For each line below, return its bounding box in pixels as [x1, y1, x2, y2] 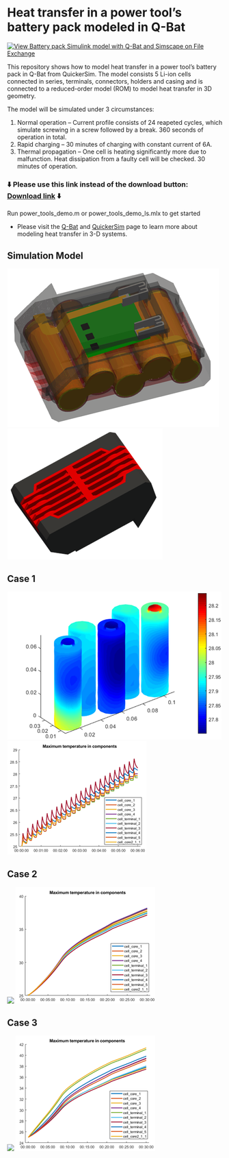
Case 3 [7, 1017, 38, 1029]
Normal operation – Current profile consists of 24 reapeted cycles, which [16, 118, 223, 126]
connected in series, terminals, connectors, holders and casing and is [7, 77, 203, 85]
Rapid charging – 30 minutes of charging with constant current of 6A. [16, 140, 213, 148]
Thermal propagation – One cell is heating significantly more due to [16, 147, 206, 156]
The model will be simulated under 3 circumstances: [7, 105, 154, 113]
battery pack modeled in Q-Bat [7, 19, 186, 35]
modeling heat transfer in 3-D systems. [16, 230, 128, 238]
